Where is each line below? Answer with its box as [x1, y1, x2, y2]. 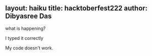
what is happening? [5, 25, 46, 31]
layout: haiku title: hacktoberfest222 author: [5, 4, 147, 13]
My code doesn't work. [5, 45, 53, 51]
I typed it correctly [5, 35, 44, 41]
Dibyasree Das [5, 12, 52, 21]
